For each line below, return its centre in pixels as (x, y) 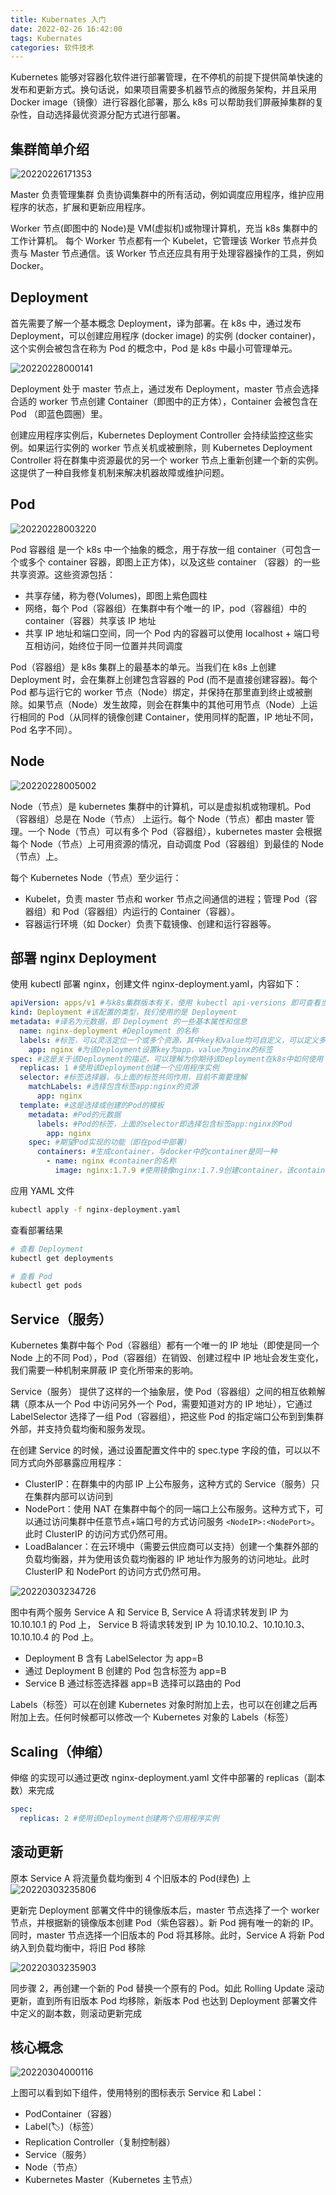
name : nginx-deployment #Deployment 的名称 (109, 1031)
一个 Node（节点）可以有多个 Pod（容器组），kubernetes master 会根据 (175, 831)
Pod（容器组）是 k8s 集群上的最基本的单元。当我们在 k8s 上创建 (143, 667)
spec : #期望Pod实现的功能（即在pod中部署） (110, 1142)
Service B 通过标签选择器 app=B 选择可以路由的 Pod (132, 1683)
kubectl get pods (46, 1286)
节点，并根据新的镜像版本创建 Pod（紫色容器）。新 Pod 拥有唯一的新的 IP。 (165, 1922)
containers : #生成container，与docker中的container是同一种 (157, 1152)
